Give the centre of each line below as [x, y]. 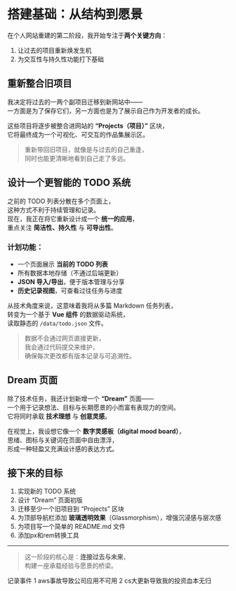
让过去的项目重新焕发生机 [54, 50]
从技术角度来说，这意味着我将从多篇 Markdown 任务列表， [92, 305]
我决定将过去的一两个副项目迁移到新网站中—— [75, 102]
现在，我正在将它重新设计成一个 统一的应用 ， [73, 219]
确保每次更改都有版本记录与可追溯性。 [80, 355]
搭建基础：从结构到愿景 [75, 14]
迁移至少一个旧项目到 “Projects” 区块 [71, 509]
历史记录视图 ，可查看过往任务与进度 [70, 291]
